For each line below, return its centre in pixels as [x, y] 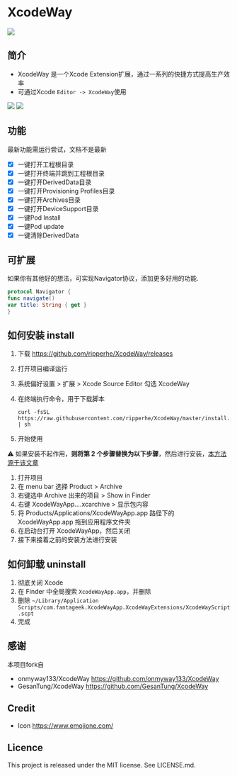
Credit [21, 708]
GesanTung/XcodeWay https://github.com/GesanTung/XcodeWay [113, 686]
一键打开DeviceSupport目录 [58, 208]
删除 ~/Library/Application [58, 600]
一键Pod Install [39, 218]
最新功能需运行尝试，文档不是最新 [57, 149]
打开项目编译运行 [42, 369]
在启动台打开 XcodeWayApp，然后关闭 [74, 531]
